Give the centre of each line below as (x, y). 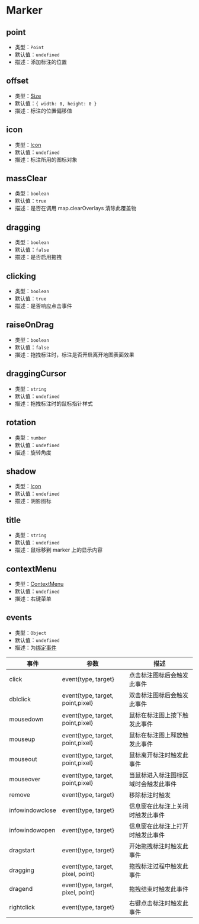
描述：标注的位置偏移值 (43, 111)
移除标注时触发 (150, 795)
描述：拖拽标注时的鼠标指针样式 (54, 403)
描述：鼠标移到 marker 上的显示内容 (59, 550)
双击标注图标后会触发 (158, 695)
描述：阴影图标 (33, 501)
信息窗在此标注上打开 (158, 826)
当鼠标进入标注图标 (155, 775)
